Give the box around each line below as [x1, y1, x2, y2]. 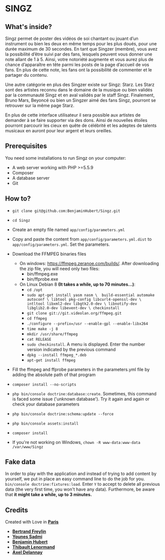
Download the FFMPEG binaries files [12, 251, 86, 257]
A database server [12, 175, 50, 181]
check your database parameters [12, 401, 80, 407]
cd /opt [27, 287, 43, 293]
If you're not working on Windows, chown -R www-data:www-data [12, 439, 141, 445]
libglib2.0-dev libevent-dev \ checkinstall [27, 305, 120, 310]
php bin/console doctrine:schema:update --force [12, 412, 114, 416]
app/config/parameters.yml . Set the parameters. [12, 241, 110, 247]
